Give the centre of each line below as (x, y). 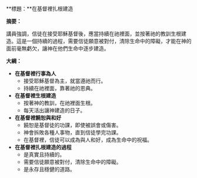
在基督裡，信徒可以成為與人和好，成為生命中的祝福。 (88, 140)
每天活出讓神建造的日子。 (54, 110)
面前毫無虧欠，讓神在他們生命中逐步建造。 (58, 48)
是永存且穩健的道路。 (49, 169)
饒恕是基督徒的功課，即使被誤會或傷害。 (72, 125)
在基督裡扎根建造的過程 (43, 147)
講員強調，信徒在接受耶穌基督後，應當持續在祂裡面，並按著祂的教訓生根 (94, 34)
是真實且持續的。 (44, 154)
